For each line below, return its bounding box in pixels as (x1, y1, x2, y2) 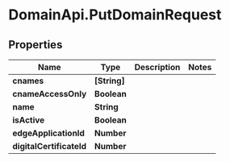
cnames (12, 75, 44, 86)
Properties (8, 38, 63, 52)
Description (134, 62, 181, 73)
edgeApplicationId (12, 127, 85, 139)
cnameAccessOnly (12, 89, 87, 99)
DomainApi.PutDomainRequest (8, 6, 222, 24)
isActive (12, 114, 45, 126)
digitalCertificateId (12, 141, 87, 152)
